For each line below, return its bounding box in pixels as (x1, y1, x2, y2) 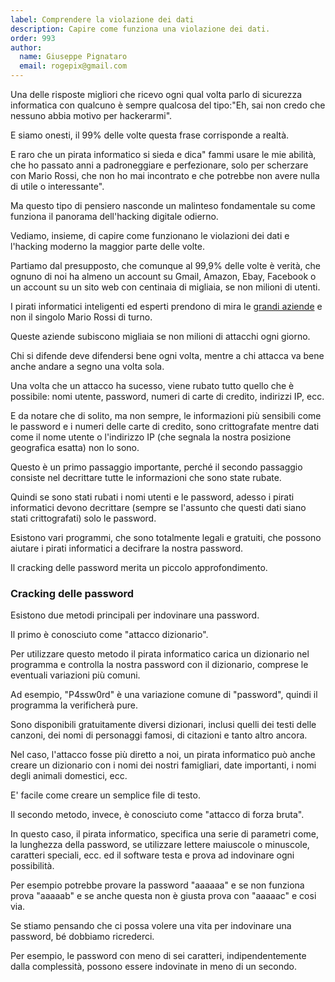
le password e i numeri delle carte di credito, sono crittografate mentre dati (10, 421, 320, 432)
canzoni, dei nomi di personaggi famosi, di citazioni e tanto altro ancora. (10, 729, 308, 741)
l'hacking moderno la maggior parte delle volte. (10, 241, 206, 252)
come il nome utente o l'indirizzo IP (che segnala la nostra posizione (10, 431, 292, 443)
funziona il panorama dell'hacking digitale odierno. (10, 211, 219, 222)
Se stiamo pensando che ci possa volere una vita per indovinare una (10, 920, 292, 932)
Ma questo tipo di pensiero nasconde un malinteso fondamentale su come (10, 200, 316, 211)
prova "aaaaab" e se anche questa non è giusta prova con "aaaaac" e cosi (10, 890, 317, 902)
